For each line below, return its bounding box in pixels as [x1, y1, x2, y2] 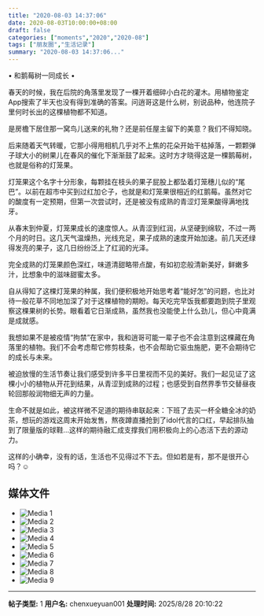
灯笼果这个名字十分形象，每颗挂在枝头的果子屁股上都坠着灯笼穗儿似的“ [8, 177, 239, 186]
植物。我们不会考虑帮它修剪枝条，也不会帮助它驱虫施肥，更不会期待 [28, 343, 249, 351]
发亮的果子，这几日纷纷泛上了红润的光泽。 [14, 243, 153, 252]
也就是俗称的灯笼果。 [8, 161, 77, 169]
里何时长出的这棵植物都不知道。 [8, 107, 112, 117]
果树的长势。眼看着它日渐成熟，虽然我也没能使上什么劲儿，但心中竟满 [28, 306, 256, 315]
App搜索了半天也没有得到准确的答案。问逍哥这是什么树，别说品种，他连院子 [8, 98, 255, 106]
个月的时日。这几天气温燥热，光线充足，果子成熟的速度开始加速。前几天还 [8, 233, 249, 243]
